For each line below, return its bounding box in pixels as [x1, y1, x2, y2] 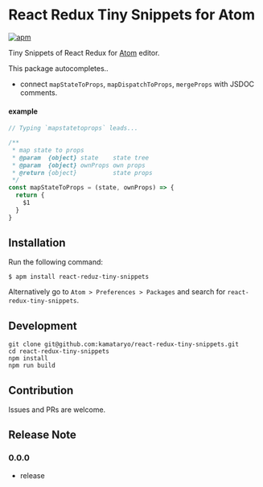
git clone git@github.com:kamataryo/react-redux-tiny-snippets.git [8, 340, 240, 348]
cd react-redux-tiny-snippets [8, 348, 110, 356]
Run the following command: [8, 257, 103, 267]
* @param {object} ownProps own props [11, 161, 146, 169]
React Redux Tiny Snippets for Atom [8, 6, 256, 24]
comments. [19, 87, 58, 98]
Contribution [8, 383, 74, 397]
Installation [8, 236, 66, 250]
